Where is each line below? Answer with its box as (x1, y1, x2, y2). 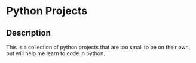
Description (6, 28, 51, 38)
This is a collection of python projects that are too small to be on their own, (6, 43, 191, 51)
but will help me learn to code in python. (6, 50, 106, 57)
